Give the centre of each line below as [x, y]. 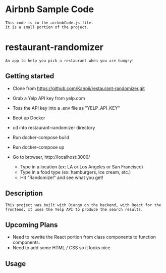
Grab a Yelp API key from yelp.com [49, 98]
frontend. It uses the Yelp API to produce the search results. [74, 209]
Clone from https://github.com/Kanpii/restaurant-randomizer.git [79, 88]
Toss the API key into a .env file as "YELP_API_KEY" [66, 108]
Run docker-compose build [41, 137]
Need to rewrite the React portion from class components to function [84, 237]
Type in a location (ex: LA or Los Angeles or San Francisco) [81, 167]
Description [24, 193]
